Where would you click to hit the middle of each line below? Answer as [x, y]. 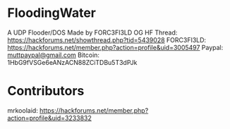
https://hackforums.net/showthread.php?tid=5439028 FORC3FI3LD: [107, 39]
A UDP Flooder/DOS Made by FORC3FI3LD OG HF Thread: [92, 32]
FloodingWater [52, 13]
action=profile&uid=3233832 [49, 118]
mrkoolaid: [23, 110]
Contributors [46, 91]
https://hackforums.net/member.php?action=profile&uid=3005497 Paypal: [115, 47]
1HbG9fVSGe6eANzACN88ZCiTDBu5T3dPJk [72, 62]
